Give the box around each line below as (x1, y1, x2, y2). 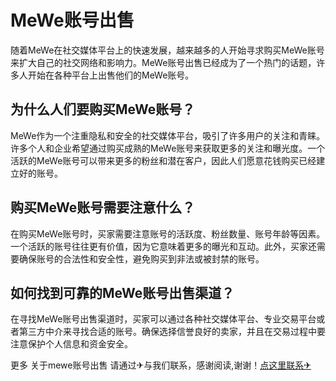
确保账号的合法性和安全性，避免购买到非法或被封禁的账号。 (18, 252, 265, 265)
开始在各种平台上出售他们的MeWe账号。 (27, 69, 195, 81)
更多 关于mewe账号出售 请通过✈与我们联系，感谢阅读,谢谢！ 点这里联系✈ (10, 359, 312, 371)
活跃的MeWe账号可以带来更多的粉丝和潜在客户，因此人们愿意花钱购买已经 (10, 154, 317, 166)
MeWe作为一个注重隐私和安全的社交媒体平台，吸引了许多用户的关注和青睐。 (10, 129, 326, 141)
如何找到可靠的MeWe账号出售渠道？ (10, 284, 235, 301)
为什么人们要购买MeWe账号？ (10, 101, 196, 118)
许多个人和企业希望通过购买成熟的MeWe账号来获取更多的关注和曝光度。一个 (10, 142, 326, 154)
